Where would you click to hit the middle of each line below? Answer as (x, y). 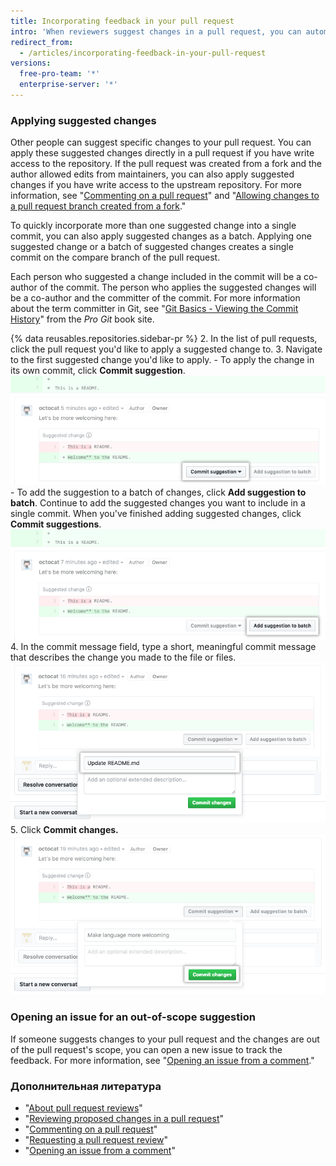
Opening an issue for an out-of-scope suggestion (133, 1017)
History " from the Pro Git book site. (82, 319)
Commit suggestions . (56, 524)
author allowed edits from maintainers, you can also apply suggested (152, 174)
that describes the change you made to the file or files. (123, 657)
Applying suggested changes (83, 120)
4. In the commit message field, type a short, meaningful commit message (163, 647)
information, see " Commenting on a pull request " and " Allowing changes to (165, 196)
